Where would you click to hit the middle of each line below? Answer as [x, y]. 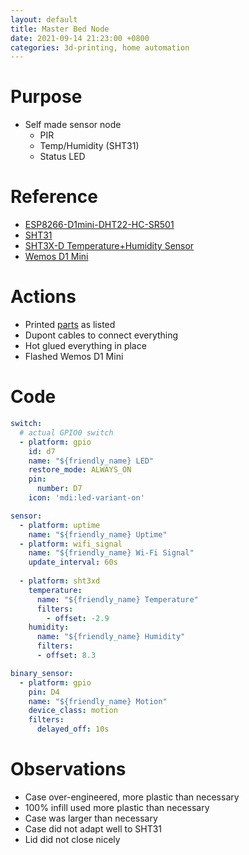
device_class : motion [73, 711]
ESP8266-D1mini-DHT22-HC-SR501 [99, 225]
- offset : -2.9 [78, 618]
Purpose [46, 97]
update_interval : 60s [73, 562]
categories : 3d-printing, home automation [100, 47]
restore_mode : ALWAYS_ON [80, 470]
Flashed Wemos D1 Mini [74, 357]
